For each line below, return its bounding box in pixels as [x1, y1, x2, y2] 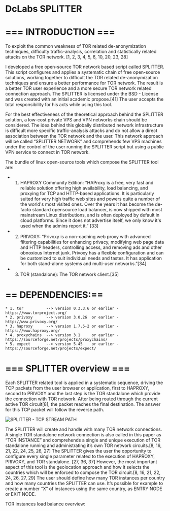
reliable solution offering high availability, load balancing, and [20, 185, 148, 191]
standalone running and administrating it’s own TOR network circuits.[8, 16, [5, 442, 162, 449]
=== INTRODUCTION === [5, 26, 116, 38]
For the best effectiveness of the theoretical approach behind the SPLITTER [5, 111, 163, 117]
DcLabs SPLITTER [5, 3, 82, 15]
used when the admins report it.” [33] [20, 223, 99, 229]
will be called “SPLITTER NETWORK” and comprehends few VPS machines [5, 138, 162, 145]
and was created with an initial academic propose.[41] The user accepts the [5, 96, 164, 102]
